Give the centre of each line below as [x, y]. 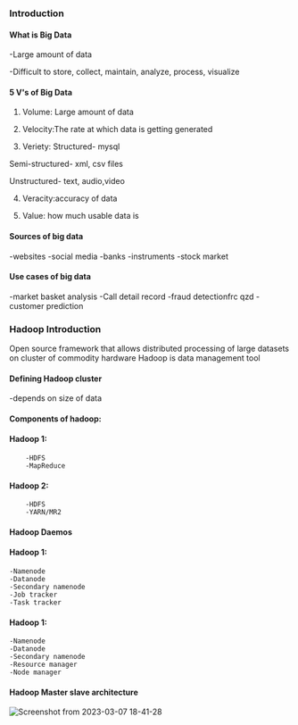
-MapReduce [46, 466]
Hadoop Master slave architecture [74, 692]
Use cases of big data [50, 277]
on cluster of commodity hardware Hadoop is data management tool [135, 358]
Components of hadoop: [55, 419]
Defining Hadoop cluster [56, 379]
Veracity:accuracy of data [70, 198]
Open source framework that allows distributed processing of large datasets [149, 349]
